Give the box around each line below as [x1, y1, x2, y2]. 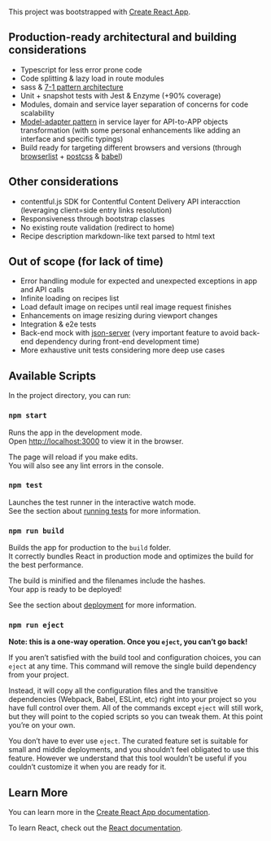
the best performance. [8, 560, 84, 570]
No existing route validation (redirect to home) [20, 222, 175, 232]
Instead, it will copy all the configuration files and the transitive [8, 686, 218, 695]
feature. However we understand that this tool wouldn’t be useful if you [8, 753, 247, 764]
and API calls [20, 285, 64, 295]
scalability [20, 107, 55, 117]
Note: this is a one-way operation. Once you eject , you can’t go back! [8, 637, 248, 646]
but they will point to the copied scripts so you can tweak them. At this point [8, 712, 263, 721]
